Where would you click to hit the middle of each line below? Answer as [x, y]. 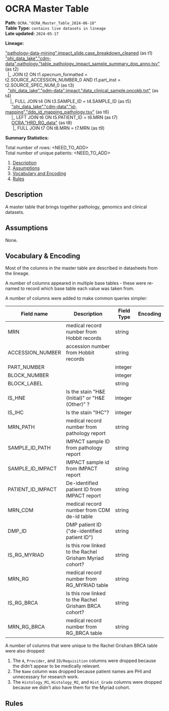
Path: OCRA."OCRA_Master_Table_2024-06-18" [51, 23]
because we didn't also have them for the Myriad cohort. [71, 688]
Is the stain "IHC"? [88, 412]
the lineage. [17, 273]
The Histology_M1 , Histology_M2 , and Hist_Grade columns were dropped [87, 682]
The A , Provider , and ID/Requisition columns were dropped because [84, 661]
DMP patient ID [84, 525]
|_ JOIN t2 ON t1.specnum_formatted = [48, 74]
